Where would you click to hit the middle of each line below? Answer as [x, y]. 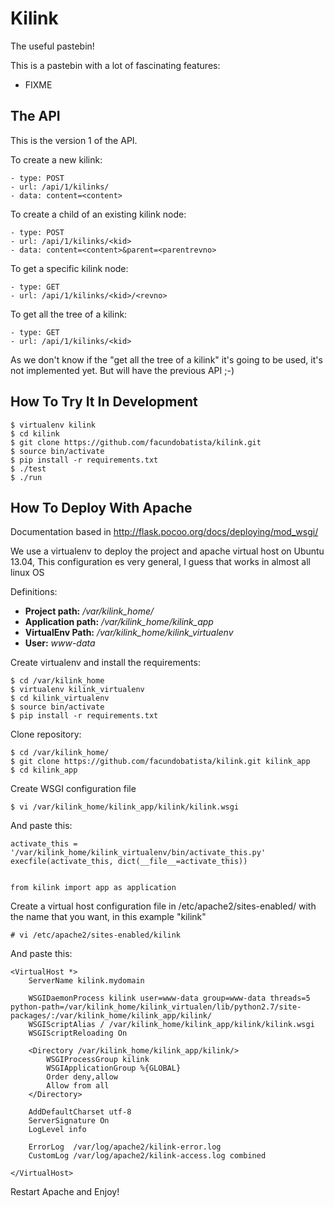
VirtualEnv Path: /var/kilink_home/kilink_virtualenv [129, 633]
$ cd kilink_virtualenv [60, 698]
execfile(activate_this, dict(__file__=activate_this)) [129, 862]
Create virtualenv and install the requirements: [105, 663]
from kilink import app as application [93, 888]
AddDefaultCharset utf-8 [80, 1112]
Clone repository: [46, 734]
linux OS [27, 573]
